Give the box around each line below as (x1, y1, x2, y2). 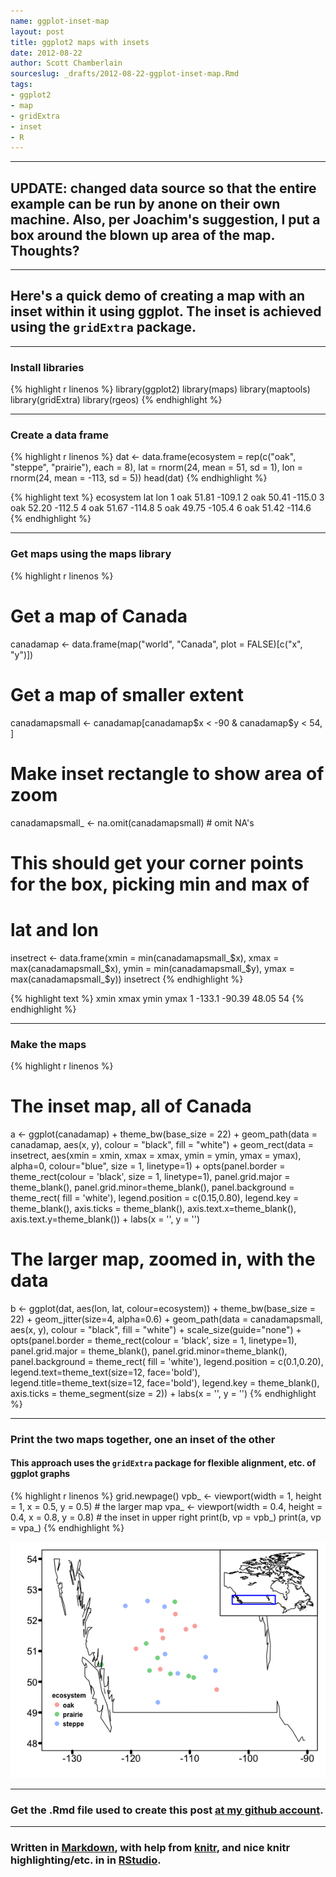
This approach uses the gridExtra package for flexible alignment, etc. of (10, 1457, 317, 1469)
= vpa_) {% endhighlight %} (10, 1522, 125, 1534)
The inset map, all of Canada (10, 1095, 252, 1118)
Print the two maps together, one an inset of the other (10, 1432, 276, 1446)
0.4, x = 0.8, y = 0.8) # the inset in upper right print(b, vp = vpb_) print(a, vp (10, 1511, 322, 1523)
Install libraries (10, 360, 85, 374)
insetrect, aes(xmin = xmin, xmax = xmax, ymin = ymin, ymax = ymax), (10, 1149, 302, 1161)
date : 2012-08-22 (10, 48, 83, 58)
